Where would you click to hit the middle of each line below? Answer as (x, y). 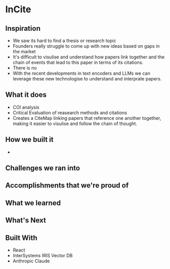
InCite (18, 9)
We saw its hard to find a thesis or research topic (64, 40)
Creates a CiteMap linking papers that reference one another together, (87, 118)
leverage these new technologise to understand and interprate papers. (87, 79)
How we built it (29, 140)
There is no (25, 68)
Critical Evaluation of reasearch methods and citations (70, 112)
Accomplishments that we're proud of (67, 185)
